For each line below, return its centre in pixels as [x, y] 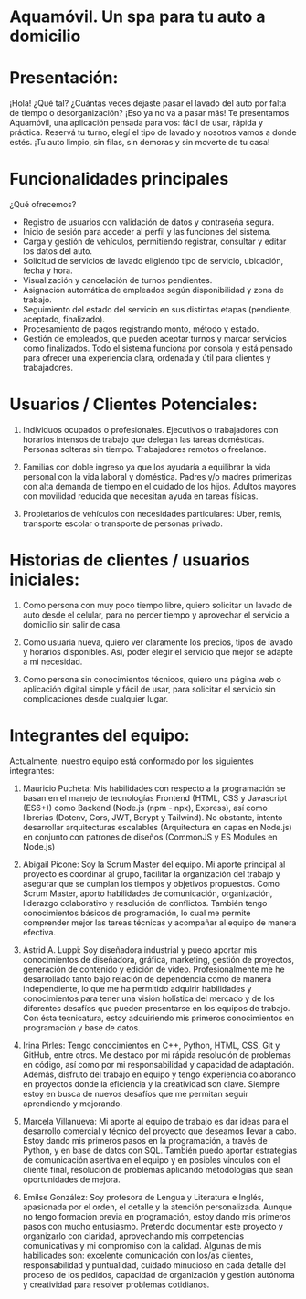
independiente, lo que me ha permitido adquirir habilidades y [137, 988]
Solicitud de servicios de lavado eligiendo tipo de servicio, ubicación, [153, 261]
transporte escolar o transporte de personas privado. [123, 523]
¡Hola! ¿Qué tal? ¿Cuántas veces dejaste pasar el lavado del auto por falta [148, 103]
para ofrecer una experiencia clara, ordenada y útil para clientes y [147, 358]
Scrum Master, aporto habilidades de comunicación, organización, [148, 893]
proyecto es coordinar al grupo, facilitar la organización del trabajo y [151, 873]
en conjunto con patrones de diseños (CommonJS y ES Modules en [150, 837]
